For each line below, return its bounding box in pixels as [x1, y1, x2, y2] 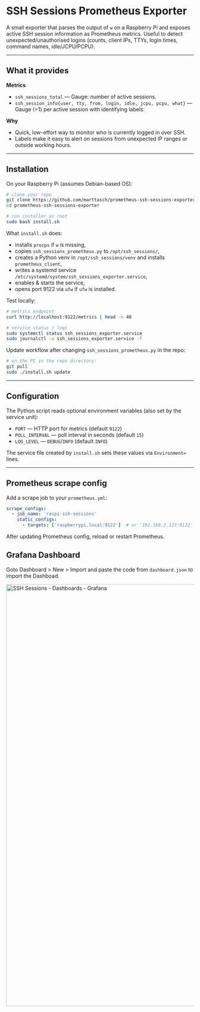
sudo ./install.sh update [6, 369, 70, 376]
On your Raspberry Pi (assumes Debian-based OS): [6, 180, 133, 187]
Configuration [6, 391, 60, 401]
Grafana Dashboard [6, 550, 80, 560]
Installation [6, 164, 49, 174]
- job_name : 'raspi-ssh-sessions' [11, 511, 97, 517]
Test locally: [6, 296, 36, 304]
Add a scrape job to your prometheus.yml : [6, 494, 107, 501]
